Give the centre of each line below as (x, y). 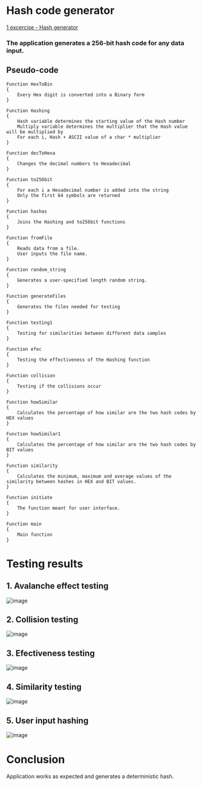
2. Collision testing (42, 620)
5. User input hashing (47, 720)
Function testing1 (29, 322)
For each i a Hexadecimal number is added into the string (93, 190)
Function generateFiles (36, 296)
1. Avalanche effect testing (57, 586)
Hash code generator (60, 11)
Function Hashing (28, 111)
